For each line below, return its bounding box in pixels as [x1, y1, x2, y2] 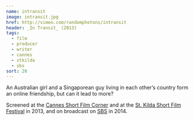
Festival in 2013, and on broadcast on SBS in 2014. [6, 108, 127, 115]
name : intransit [6, 8, 46, 15]
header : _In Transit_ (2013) [6, 24, 77, 31]
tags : [6, 30, 19, 36]
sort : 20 [6, 68, 27, 74]
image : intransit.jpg [6, 14, 59, 20]
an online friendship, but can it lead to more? [6, 90, 114, 97]
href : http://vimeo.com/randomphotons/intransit [6, 19, 127, 25]
